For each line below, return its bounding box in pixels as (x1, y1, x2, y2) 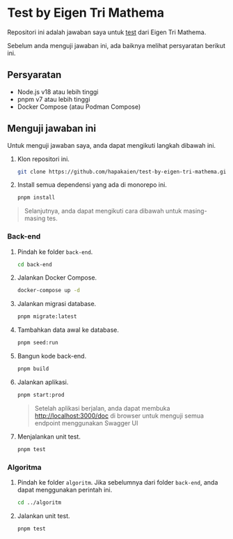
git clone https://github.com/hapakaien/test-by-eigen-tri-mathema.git (17, 168, 230, 175)
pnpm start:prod (17, 391, 65, 398)
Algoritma (7, 462, 42, 472)
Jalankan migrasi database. (17, 300, 97, 308)
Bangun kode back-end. (17, 352, 87, 360)
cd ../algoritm (17, 499, 62, 506)
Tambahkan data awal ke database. (17, 326, 120, 334)
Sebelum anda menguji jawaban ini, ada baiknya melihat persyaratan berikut (7, 41, 226, 50)
